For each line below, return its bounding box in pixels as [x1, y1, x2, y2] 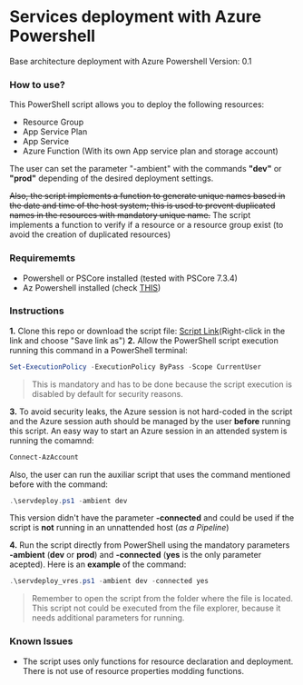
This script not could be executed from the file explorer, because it [31, 602, 281, 614]
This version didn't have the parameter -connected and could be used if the [9, 512, 295, 523]
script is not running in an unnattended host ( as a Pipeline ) [9, 522, 230, 533]
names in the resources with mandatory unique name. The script [9, 210, 251, 221]
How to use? [9, 78, 65, 91]
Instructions [9, 304, 65, 317]
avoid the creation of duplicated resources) [9, 229, 171, 240]
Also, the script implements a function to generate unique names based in [9, 191, 286, 202]
